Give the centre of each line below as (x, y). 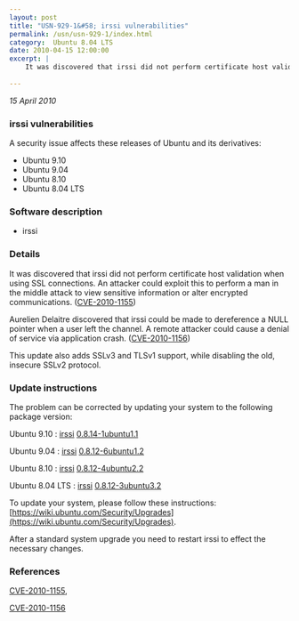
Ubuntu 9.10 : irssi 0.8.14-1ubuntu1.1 (74, 433)
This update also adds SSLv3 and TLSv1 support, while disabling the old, (142, 355)
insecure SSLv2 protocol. (55, 365)
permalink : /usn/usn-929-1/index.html (81, 34)
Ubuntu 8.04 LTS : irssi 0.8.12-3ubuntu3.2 (85, 485)
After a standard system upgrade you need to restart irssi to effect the (137, 538)
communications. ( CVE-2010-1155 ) (73, 302)
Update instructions (53, 388)
